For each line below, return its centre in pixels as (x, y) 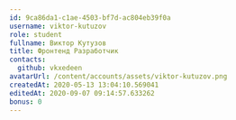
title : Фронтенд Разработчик (64, 51)
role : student (36, 34)
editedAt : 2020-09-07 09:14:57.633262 (82, 93)
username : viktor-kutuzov (58, 26)
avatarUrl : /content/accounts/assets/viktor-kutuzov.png (118, 77)
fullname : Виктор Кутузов (58, 43)
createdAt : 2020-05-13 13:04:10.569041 (84, 85)
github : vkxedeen (50, 69)
